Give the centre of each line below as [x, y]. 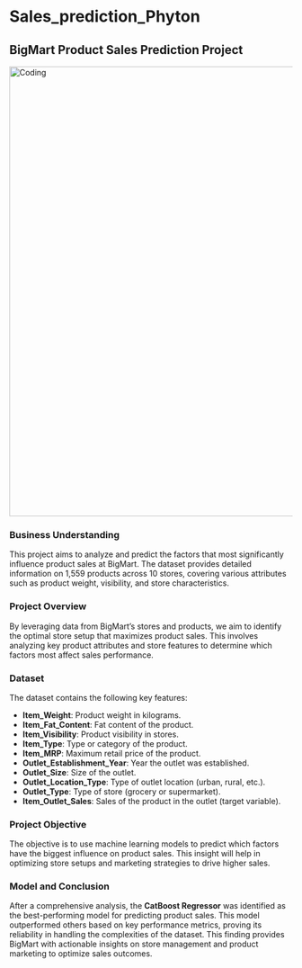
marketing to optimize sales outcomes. [81, 954]
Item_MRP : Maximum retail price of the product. [111, 753]
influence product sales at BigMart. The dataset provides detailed [130, 564]
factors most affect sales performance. [82, 655]
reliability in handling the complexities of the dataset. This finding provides [147, 935]
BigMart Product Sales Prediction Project [126, 50]
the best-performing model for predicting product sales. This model [135, 916]
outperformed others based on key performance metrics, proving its [136, 925]
